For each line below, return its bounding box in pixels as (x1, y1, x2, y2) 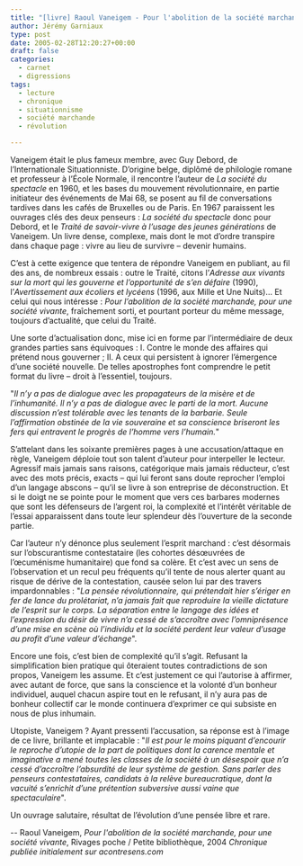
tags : (10, 80, 31, 89)
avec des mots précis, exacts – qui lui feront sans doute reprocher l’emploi (10, 473, 286, 483)
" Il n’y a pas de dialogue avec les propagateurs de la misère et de (10, 388, 255, 398)
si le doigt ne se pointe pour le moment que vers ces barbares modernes (10, 492, 281, 502)
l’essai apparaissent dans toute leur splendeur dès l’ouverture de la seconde (10, 511, 293, 522)
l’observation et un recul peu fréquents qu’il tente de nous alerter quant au (10, 567, 286, 576)
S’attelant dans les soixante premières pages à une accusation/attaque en (10, 444, 284, 454)
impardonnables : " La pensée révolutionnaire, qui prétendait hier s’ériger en (10, 585, 291, 596)
